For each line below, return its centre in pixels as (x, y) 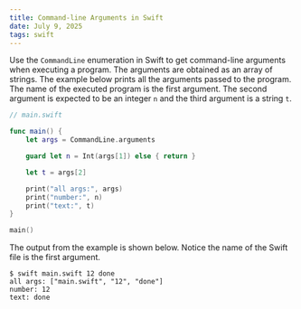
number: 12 (30, 290)
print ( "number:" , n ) (64, 197)
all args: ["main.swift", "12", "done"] (87, 282)
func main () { (36, 132)
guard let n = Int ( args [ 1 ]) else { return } (111, 156)
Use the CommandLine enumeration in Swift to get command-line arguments (148, 61)
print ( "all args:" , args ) (75, 189)
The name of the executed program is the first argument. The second (138, 89)
